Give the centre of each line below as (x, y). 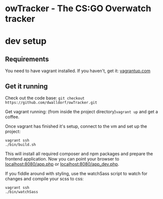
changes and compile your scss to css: (45, 179)
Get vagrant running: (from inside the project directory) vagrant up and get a (81, 112)
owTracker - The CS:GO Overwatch (78, 9)
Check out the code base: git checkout (45, 98)
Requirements (27, 59)
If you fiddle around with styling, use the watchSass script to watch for (76, 173)
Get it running (26, 86)
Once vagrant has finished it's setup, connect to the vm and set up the (76, 126)
